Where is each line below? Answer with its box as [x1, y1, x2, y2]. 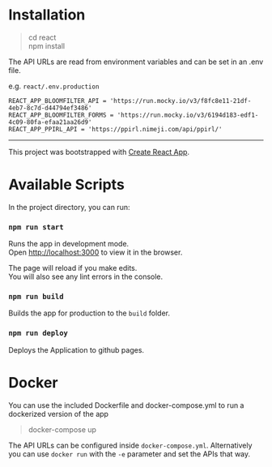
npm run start [8, 222, 64, 232]
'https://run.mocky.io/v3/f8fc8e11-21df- [109, 96, 252, 105]
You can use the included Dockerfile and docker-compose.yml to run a [8, 400, 244, 410]
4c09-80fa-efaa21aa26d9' [8, 118, 92, 126]
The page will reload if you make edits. [8, 263, 138, 273]
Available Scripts [8, 176, 125, 194]
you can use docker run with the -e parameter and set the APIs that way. [8, 448, 251, 459]
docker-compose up [28, 424, 97, 435]
